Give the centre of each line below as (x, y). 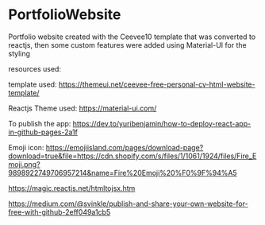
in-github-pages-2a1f (43, 132)
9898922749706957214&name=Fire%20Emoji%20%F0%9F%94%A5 (123, 173)
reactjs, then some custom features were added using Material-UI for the (128, 45)
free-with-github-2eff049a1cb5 (60, 211)
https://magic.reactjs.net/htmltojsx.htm (72, 188)
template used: (33, 84)
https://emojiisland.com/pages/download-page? (125, 147)
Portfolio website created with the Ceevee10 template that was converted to (132, 37)
